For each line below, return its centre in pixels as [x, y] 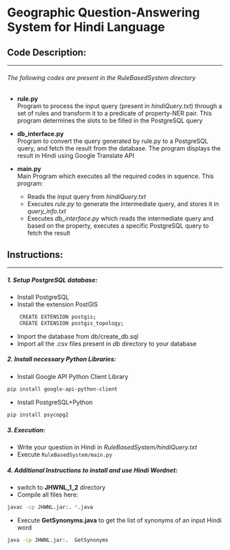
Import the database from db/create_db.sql [78, 336]
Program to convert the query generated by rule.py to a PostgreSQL [113, 141]
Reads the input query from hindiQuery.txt [87, 197]
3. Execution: [26, 430]
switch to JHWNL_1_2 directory [61, 488]
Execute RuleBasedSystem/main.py [65, 455]
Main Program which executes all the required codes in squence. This [115, 176]
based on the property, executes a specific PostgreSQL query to [118, 226]
